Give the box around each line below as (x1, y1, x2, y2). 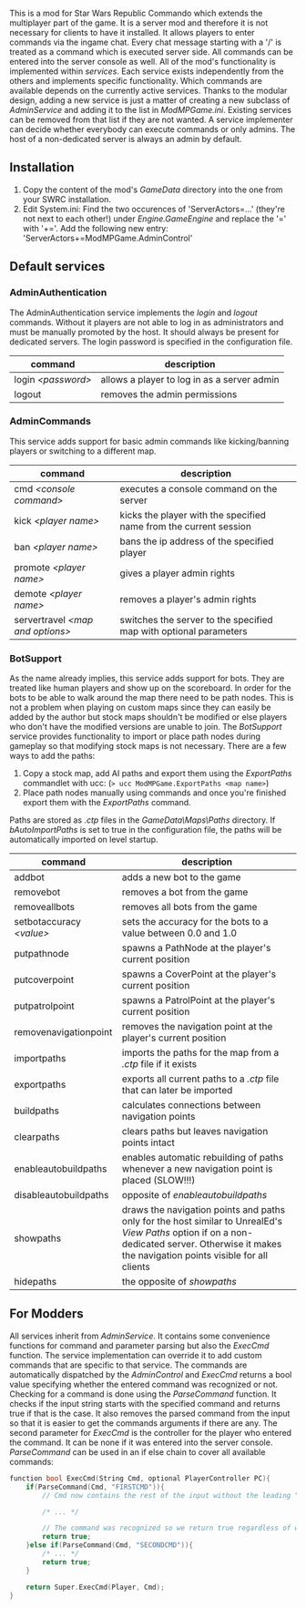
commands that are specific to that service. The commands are (9, 1359, 248, 1370)
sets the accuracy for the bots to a (121, 916, 269, 928)
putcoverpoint (14, 974, 75, 987)
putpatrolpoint (14, 999, 75, 1012)
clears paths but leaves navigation (121, 1125, 269, 1138)
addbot (14, 871, 46, 884)
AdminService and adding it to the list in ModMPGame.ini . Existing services (9, 105, 291, 115)
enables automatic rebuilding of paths (121, 1152, 284, 1164)
